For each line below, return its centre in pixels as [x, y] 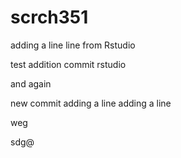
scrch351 [49, 17]
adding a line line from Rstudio [73, 45]
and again [31, 83]
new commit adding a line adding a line [91, 103]
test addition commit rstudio [68, 64]
